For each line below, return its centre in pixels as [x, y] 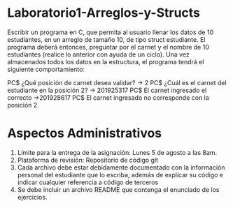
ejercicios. [32, 197]
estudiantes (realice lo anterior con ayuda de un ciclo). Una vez [99, 54]
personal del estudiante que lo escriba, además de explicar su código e [120, 174]
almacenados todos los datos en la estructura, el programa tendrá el [106, 61]
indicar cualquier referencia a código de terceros [88, 182]
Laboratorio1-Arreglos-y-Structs [104, 13]
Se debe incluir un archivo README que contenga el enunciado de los [118, 189]
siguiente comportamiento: [46, 69]
